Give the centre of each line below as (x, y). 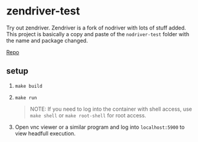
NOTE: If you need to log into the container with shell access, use (111, 109)
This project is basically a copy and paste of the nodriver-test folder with (98, 34)
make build (29, 86)
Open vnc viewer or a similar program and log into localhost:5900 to (100, 127)
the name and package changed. (47, 40)
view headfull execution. (45, 133)
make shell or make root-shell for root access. (88, 115)
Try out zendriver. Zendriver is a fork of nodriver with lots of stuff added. (96, 28)
